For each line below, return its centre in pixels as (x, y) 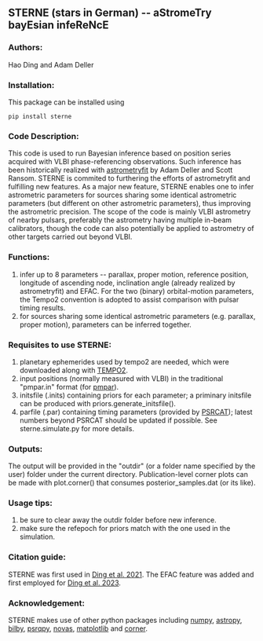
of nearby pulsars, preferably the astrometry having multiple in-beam (120, 220)
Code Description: (44, 136)
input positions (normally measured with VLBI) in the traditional (121, 378)
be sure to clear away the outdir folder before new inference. (118, 520)
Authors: (26, 48)
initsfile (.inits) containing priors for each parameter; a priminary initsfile (135, 395)
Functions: (29, 257)
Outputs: (26, 449)
